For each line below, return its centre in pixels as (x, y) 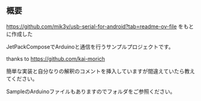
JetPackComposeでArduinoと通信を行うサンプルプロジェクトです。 (90, 46)
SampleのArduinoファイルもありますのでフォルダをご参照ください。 (91, 91)
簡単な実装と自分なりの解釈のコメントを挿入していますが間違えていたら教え (100, 71)
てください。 (22, 78)
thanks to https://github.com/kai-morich (55, 58)
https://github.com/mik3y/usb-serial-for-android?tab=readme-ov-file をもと (100, 26)
